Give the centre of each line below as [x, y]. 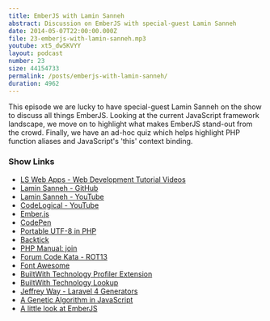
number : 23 [27, 61]
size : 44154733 [34, 69]
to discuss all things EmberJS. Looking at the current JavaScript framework [134, 115]
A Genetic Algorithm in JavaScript [76, 299]
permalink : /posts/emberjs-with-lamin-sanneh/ [88, 76]
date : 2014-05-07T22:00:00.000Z [63, 31]
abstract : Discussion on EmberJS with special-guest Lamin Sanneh [122, 23]
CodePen [36, 222]
